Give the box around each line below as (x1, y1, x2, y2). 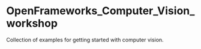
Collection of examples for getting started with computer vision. (6, 36, 164, 43)
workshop (6, 17, 58, 30)
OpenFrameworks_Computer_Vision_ (6, 4, 195, 18)
